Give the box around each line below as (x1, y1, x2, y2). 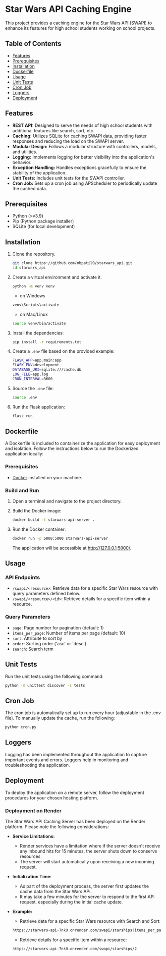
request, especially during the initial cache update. (19, 899, 123, 905)
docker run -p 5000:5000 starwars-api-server (12, 536, 108, 541)
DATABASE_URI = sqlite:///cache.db (12, 367, 82, 372)
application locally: (5, 451, 44, 457)
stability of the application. (12, 169, 67, 175)
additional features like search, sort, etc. (12, 127, 95, 133)
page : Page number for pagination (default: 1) (12, 624, 104, 630)
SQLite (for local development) (12, 224, 75, 229)
